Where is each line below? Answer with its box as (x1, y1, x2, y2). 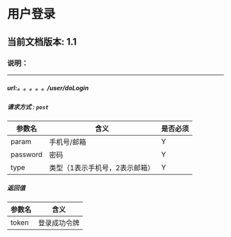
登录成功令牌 (38, 218, 80, 228)
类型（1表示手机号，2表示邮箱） (49, 163, 155, 173)
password (10, 150, 43, 159)
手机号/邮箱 (49, 137, 87, 147)
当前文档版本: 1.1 (7, 36, 77, 48)
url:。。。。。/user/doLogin (7, 84, 89, 92)
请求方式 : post (7, 103, 49, 111)
